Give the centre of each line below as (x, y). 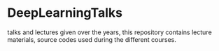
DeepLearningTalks (65, 13)
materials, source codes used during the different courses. (92, 39)
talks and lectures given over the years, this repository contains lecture (109, 32)
